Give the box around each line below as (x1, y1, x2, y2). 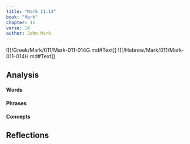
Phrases (6, 99, 27, 106)
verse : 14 (6, 25, 31, 31)
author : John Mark (6, 31, 51, 36)
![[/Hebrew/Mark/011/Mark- (118, 46, 184, 53)
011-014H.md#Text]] (6, 53, 55, 60)
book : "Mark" (6, 14, 38, 20)
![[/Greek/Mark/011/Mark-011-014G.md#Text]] (6, 46, 117, 53)
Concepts (6, 113, 31, 120)
